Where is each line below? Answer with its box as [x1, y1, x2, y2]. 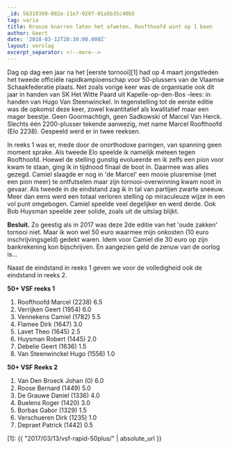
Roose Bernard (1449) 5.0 [17, 384, 92, 392]
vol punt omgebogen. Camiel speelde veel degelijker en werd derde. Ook [7, 199, 217, 208]
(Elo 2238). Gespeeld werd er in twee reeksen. [7, 126, 141, 136]
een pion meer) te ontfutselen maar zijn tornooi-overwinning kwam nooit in [7, 177, 222, 186]
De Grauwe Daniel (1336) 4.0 [17, 391, 101, 400]
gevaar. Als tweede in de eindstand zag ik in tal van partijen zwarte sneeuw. [7, 185, 224, 193]
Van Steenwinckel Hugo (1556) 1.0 [17, 349, 115, 358]
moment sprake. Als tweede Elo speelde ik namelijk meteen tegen [7, 147, 196, 156]
